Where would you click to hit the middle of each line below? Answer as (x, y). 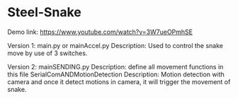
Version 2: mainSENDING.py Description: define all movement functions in (115, 66)
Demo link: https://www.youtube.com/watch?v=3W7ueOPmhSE (100, 32)
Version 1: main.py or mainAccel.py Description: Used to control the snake (115, 45)
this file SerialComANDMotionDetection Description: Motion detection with (116, 74)
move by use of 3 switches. (47, 53)
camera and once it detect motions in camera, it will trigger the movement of (119, 81)
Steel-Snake (44, 12)
